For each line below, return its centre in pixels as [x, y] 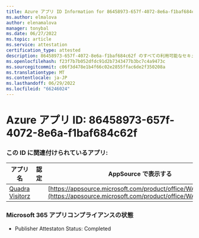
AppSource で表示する [140, 174]
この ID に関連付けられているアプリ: [57, 153]
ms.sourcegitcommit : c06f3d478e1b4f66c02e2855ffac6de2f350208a [86, 67]
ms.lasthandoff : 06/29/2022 [41, 84]
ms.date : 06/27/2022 [32, 34]
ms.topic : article [29, 39]
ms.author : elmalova [32, 17]
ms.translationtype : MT [36, 72]
